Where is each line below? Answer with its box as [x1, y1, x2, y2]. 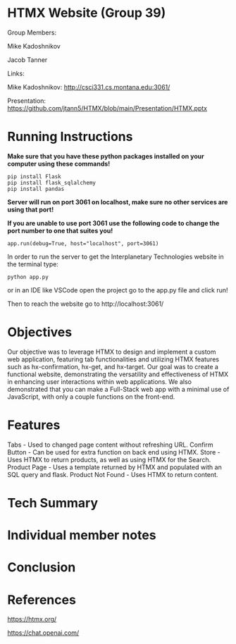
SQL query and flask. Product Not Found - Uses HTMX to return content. [7, 470, 218, 478]
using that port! [7, 205, 54, 213]
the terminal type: [7, 259, 58, 268]
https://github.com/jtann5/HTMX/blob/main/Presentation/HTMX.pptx [7, 104, 208, 112]
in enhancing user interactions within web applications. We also [7, 377, 192, 385]
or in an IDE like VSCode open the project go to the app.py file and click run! [7, 285, 228, 294]
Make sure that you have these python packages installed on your [7, 151, 204, 160]
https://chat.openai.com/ [7, 628, 80, 637]
